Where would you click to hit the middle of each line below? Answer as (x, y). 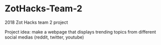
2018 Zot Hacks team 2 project (36, 22)
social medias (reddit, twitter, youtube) (44, 37)
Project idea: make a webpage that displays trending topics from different (80, 32)
